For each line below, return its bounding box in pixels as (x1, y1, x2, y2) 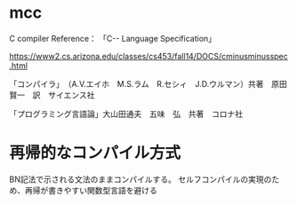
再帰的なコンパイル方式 (9, 143, 181, 163)
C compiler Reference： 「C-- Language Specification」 (9, 33, 216, 43)
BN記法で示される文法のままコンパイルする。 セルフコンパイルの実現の (9, 174, 272, 184)
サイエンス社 (47, 90, 95, 100)
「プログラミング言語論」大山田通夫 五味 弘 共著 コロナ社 (9, 108, 243, 119)
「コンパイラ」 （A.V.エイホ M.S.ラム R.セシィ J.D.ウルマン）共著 (9, 78, 264, 89)
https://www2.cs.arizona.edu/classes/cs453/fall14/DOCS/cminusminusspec (9, 51, 289, 61)
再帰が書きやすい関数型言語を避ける (24, 184, 157, 195)
